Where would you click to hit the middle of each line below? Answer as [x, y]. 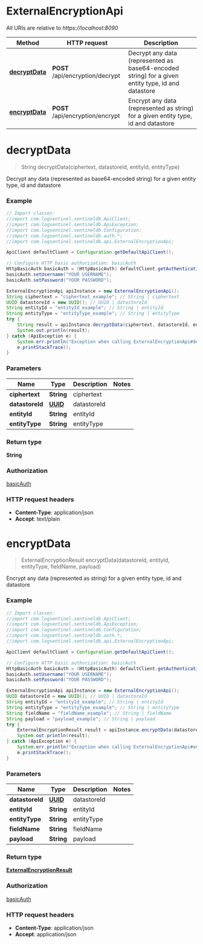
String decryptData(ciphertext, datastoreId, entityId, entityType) [100, 167]
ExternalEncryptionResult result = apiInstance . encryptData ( [95, 730]
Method [27, 42]
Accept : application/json [46, 934]
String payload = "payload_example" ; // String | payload [81, 719]
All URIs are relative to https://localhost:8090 [62, 28]
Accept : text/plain [37, 519]
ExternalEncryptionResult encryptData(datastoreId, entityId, [95, 560]
